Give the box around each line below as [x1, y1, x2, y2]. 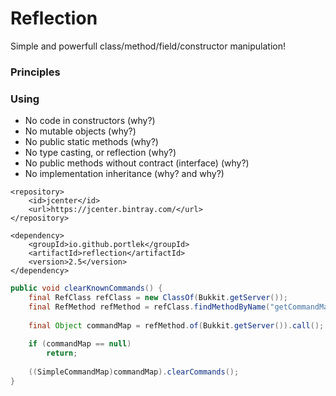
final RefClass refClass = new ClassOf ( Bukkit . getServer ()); [28, 293, 288, 303]
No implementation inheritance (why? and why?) [24, 168, 225, 180]
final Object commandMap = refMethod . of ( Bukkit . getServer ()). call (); [28, 320, 325, 331]
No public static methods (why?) [24, 136, 159, 148]
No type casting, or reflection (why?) [24, 147, 177, 159]
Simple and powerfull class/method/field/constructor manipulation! [10, 40, 286, 52]
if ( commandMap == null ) [28, 339, 132, 349]
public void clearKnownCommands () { [10, 283, 163, 294]
